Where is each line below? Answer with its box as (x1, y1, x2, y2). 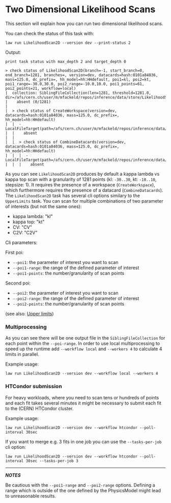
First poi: (5, 249, 24, 255)
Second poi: (5, 280, 31, 286)
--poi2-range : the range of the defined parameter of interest (12, 295, 139, 301)
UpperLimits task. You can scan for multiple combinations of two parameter (5, 198, 164, 204)
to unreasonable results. (5, 493, 56, 499)
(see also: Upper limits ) (5, 310, 54, 317)
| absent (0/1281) (5, 99, 51, 104)
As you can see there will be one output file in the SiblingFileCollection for (5, 335, 165, 341)
